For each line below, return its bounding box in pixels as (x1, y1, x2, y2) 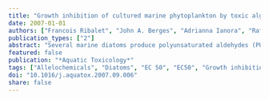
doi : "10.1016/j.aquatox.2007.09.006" (8, 71, 138, 79)
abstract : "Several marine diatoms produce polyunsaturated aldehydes (8, 42, 249, 49)
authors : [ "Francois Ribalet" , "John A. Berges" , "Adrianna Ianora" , (8, 26, 246, 34)
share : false (8, 78, 52, 86)
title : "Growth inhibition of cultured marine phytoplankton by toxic (8, 11, 249, 20)
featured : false (8, 49, 62, 57)
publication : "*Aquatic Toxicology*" (8, 57, 134, 65)
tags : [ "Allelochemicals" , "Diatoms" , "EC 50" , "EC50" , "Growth (8, 64, 227, 72)
